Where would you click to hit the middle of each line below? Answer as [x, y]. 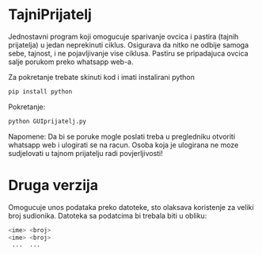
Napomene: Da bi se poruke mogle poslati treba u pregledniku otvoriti [122, 136]
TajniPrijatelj [50, 15]
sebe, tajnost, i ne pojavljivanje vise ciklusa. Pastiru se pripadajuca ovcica [128, 53]
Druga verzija [53, 185]
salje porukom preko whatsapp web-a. [71, 62]
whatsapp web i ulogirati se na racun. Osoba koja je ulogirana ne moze [123, 145]
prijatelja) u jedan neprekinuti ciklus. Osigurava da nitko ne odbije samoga [129, 44]
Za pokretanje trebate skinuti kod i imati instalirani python [102, 77]
